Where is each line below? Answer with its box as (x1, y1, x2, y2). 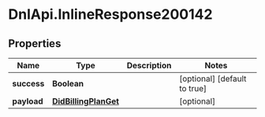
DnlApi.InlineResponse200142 (8, 5, 213, 24)
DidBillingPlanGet (52, 96, 120, 107)
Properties (8, 37, 62, 50)
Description (126, 60, 172, 71)
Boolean (52, 79, 84, 89)
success (12, 79, 45, 89)
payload (12, 96, 43, 107)
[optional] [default (178, 73, 247, 84)
